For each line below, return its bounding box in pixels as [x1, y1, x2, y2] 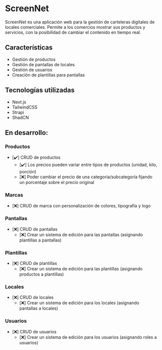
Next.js [12, 99, 27, 105]
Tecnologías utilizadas [5, 86, 75, 94]
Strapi [12, 109, 24, 115]
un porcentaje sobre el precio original [19, 180, 95, 185]
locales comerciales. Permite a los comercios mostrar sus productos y [5, 24, 146, 30]
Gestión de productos [12, 56, 56, 62]
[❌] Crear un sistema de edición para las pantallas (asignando [19, 232, 143, 238]
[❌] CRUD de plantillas [12, 260, 57, 266]
